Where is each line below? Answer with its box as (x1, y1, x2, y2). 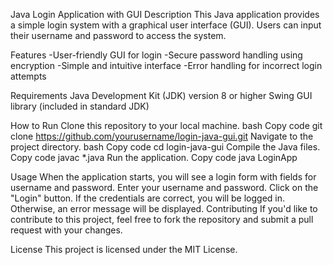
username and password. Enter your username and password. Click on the (10, 182, 319, 193)
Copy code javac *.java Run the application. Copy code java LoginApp (10, 152, 298, 163)
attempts (10, 70, 47, 82)
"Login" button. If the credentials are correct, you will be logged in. (10, 192, 286, 204)
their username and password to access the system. (10, 30, 227, 41)
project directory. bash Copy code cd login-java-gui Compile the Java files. (10, 141, 321, 153)
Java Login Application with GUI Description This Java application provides (10, 9, 320, 20)
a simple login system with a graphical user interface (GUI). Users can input (10, 19, 322, 31)
